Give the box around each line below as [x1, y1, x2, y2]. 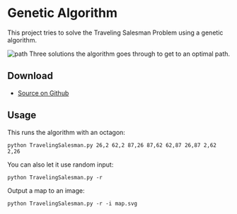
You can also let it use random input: [7, 160, 114, 169]
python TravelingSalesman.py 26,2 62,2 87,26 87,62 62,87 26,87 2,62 [7, 141, 217, 149]
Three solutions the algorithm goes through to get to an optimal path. [29, 49, 231, 58]
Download [7, 70, 53, 82]
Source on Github [17, 88, 69, 97]
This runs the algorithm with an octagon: [7, 128, 126, 136]
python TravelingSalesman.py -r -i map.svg [7, 200, 138, 207]
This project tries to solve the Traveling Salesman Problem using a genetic [7, 28, 224, 37]
